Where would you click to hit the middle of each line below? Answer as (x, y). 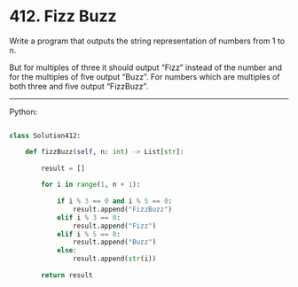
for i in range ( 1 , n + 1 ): (91, 185)
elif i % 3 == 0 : (89, 217)
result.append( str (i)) (114, 259)
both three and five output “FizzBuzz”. (79, 86)
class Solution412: (45, 136)
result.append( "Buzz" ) (114, 242)
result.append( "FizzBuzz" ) (122, 209)
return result (67, 275)
